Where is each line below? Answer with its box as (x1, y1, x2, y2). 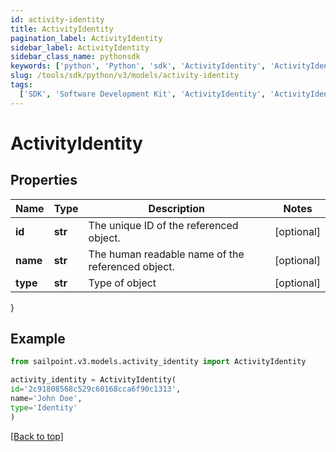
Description (148, 201, 206, 215)
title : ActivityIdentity (10, 24, 114, 34)
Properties (10, 172, 78, 189)
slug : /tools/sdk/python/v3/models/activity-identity (10, 71, 240, 81)
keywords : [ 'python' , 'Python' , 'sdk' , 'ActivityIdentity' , (10, 61, 267, 71)
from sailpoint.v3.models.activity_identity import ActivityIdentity (10, 357, 307, 367)
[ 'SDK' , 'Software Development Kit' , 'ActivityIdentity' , (19, 89, 267, 99)
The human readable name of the (88, 247, 245, 261)
